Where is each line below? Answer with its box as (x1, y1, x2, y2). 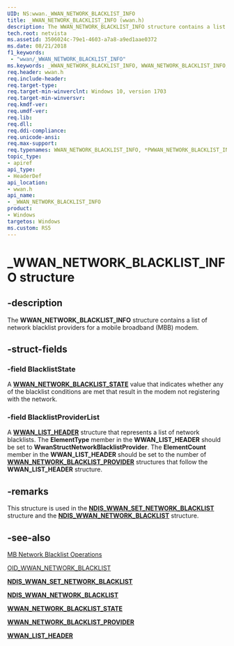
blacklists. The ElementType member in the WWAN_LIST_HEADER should (7, 436, 221, 444)
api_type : (7, 166, 36, 173)
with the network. (7, 395, 58, 404)
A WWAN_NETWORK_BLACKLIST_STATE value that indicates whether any (7, 380, 224, 388)
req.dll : (7, 120, 33, 128)
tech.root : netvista (7, 29, 68, 37)
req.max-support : (7, 140, 58, 147)
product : (7, 205, 33, 212)
